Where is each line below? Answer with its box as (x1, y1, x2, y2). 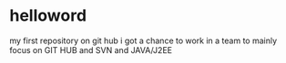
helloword (9, 5, 87, 26)
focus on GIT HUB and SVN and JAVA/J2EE (9, 44, 173, 55)
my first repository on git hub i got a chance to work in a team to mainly (9, 35, 278, 46)
